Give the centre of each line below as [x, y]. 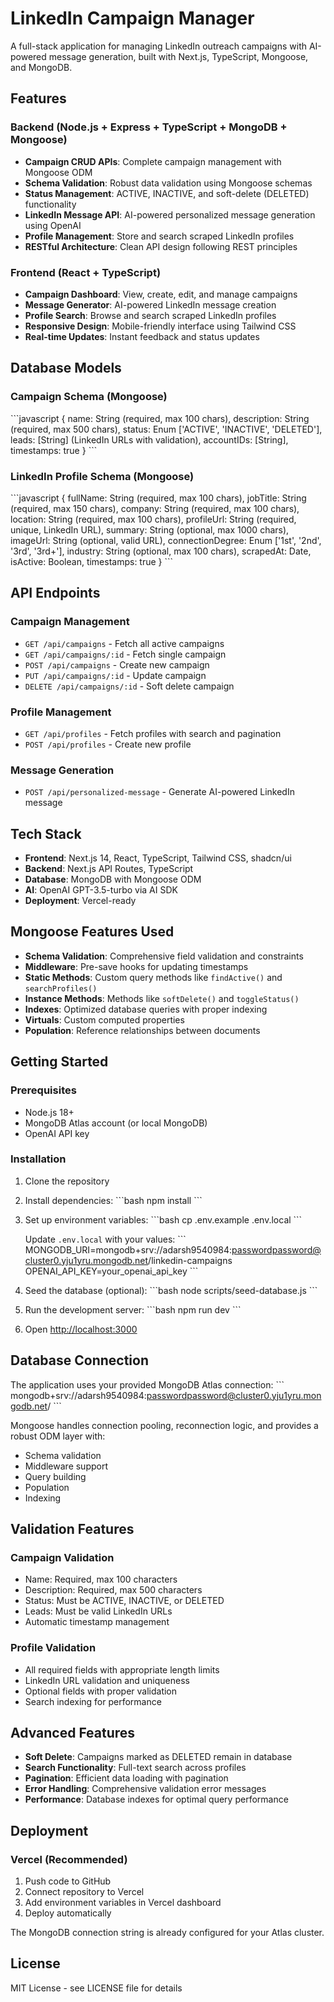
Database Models [66, 368]
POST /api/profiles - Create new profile [108, 744]
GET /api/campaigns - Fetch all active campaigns [124, 643]
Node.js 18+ [49, 1112]
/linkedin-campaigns [190, 1260]
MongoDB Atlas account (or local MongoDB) [116, 1123]
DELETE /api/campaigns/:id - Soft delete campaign [129, 686]
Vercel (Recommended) [69, 1859]
